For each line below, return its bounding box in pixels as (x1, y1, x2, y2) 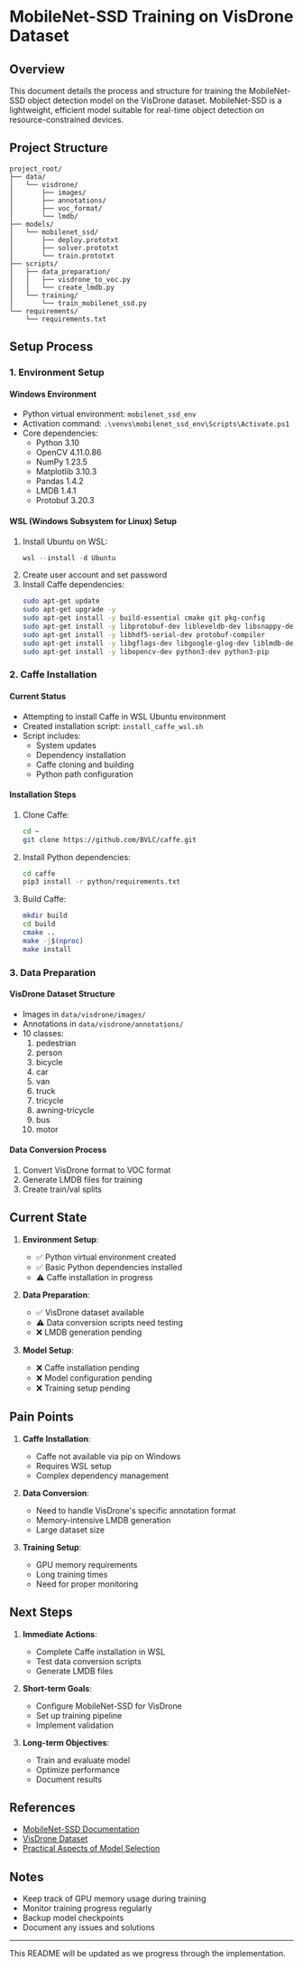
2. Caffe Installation (9, 669, 97, 681)
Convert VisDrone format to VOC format (22, 1165, 171, 1176)
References (9, 1800, 76, 1815)
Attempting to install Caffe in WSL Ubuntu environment (22, 711, 226, 722)
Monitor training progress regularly (22, 1903, 152, 1914)
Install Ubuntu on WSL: (22, 536, 108, 547)
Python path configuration (35, 768, 133, 779)
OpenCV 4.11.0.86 (35, 447, 102, 458)
